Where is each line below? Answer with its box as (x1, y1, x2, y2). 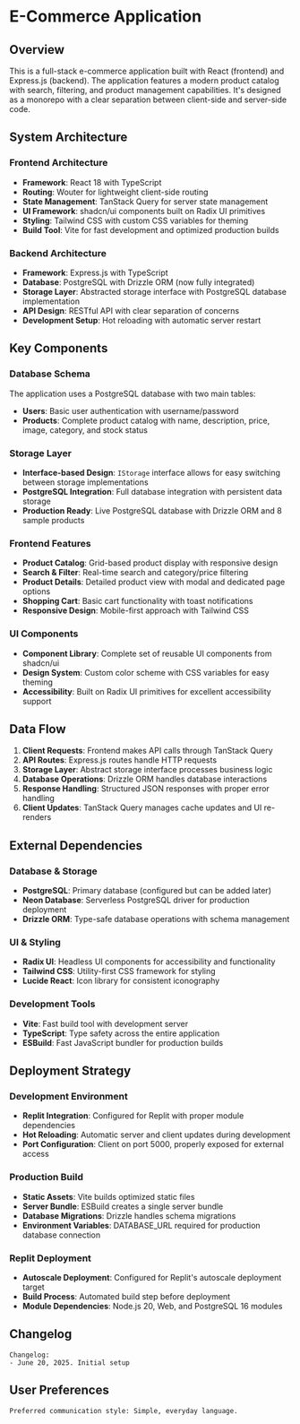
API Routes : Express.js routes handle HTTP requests (21, 755, 218, 765)
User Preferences (9, 1383, 109, 1398)
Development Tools (9, 997, 96, 1010)
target (21, 1282, 45, 1292)
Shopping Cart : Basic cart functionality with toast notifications (21, 596, 253, 607)
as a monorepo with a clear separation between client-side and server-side (9, 94, 287, 105)
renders (21, 812, 52, 823)
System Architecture (9, 130, 128, 145)
